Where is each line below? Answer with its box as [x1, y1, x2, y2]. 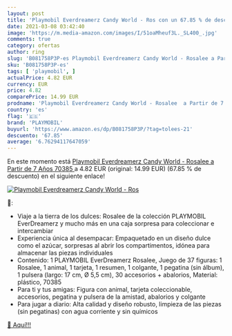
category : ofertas [7, 42, 60, 49]
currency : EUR [7, 81, 48, 88]
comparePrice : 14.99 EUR [7, 94, 79, 101]
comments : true [7, 36, 51, 43]
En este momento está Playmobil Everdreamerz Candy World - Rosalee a [7, 157, 215, 166]
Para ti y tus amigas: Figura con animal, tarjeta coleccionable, [17, 286, 193, 294]
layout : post [7, 10, 45, 17]
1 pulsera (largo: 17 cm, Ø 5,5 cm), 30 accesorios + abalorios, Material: [17, 270, 218, 279]
